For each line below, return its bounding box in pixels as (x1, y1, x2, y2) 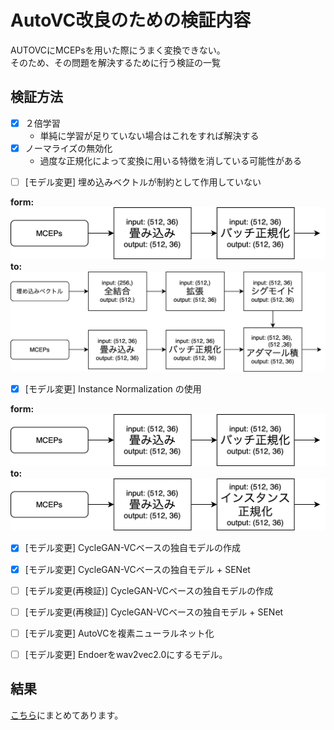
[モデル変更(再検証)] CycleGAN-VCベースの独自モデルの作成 (24, 584, 274, 596)
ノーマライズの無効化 (24, 142, 113, 154)
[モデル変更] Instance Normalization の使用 (24, 383, 202, 395)
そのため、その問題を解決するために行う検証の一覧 (10, 56, 221, 68)
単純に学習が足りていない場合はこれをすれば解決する (39, 129, 260, 141)
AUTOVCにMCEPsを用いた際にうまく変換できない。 (10, 44, 226, 56)
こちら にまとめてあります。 (10, 709, 124, 721)
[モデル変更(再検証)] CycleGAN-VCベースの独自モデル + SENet (24, 606, 284, 618)
